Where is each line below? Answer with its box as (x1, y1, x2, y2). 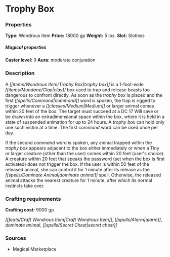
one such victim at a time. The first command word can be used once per (5, 124, 158, 130)
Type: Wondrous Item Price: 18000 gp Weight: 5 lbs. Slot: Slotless (5, 32, 145, 39)
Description (5, 69, 35, 77)
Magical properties (5, 44, 47, 51)
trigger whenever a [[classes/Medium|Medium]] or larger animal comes (5, 102, 154, 109)
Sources (5, 234, 26, 241)
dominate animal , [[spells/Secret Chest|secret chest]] (5, 222, 117, 228)
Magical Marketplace (12, 246, 57, 252)
